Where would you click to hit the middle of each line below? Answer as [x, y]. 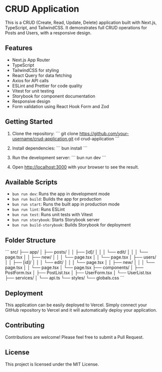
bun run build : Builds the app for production [57, 199]
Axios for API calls [30, 80]
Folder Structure [30, 240]
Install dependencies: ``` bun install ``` [50, 148]
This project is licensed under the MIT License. [52, 364]
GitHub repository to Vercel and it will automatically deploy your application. [81, 310]
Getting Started [29, 122]
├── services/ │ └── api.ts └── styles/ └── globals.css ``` [65, 278]
